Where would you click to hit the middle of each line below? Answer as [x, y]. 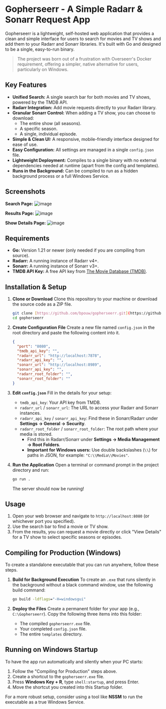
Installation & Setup [36, 287]
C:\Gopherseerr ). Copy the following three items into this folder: [77, 614]
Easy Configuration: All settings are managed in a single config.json [83, 149]
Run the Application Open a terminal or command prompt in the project [85, 464]
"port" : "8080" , [34, 346]
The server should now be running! [48, 488]
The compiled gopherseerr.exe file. [55, 624]
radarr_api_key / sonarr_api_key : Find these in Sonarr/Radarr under [89, 418]
